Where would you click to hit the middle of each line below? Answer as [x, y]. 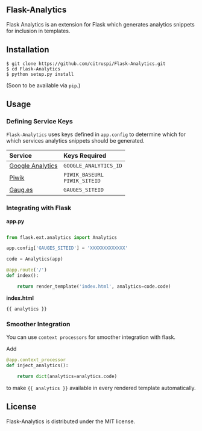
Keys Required [85, 156]
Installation [28, 50]
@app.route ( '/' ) [27, 270]
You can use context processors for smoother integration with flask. [91, 337]
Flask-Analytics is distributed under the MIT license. [71, 421]
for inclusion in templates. [38, 31]
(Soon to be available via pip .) [43, 85]
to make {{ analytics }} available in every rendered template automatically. [101, 388]
